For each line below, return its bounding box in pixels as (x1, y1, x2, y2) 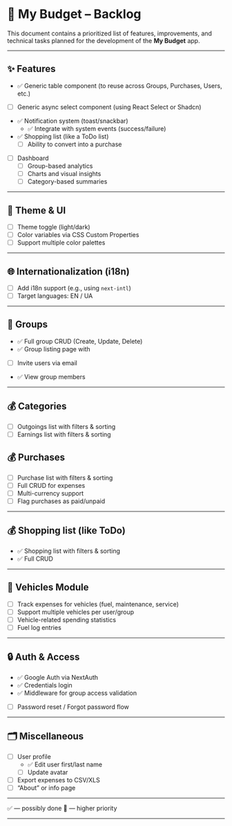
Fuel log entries (17, 623, 62, 631)
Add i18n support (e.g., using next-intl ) (17, 283, 131, 292)
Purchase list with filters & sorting (17, 473, 113, 482)
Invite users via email (17, 358, 77, 367)
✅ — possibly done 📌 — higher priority (7, 804, 117, 812)
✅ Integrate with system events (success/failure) (27, 124, 166, 132)
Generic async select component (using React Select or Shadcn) (17, 103, 202, 111)
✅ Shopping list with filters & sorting (17, 547, 121, 555)
